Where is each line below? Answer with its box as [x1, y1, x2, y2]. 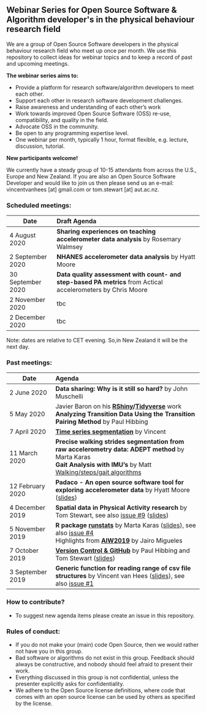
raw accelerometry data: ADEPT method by [55, 445, 185, 453]
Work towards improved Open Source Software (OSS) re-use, [15, 110, 171, 117]
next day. [6, 343, 30, 350]
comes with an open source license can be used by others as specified [15, 693, 196, 700]
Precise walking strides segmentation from [55, 437, 185, 446]
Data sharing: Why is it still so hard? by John [55, 385, 188, 393]
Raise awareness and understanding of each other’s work [15, 103, 161, 110]
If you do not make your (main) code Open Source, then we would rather [15, 641, 199, 648]
